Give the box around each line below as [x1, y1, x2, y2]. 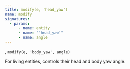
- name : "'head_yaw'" [18, 30, 64, 35]
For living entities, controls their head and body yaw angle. [5, 58, 126, 64]
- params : [9, 21, 30, 26]
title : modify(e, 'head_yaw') [5, 7, 68, 12]
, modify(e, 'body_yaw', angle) [5, 48, 71, 55]
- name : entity [18, 26, 50, 31]
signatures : [5, 16, 30, 21]
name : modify [5, 12, 32, 17]
